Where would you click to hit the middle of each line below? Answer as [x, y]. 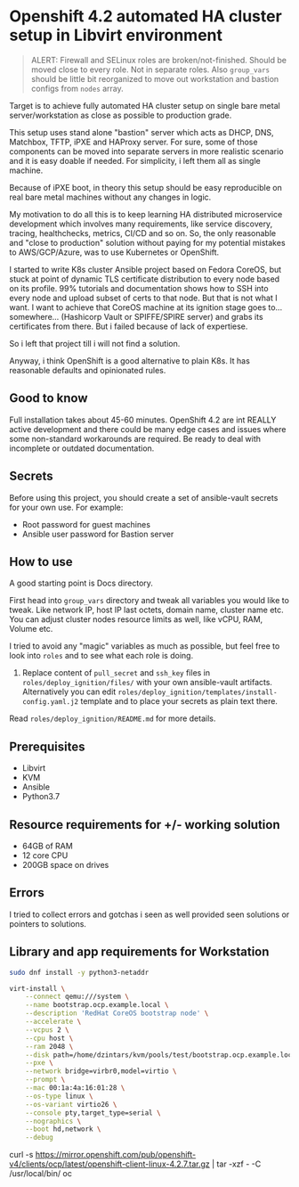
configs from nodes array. [77, 88]
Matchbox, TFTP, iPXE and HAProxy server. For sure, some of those [133, 142]
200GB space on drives [65, 865]
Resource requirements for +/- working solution [145, 825]
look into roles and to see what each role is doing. [101, 656]
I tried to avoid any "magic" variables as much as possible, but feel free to [145, 646]
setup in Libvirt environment [116, 35]
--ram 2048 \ [49, 1046]
